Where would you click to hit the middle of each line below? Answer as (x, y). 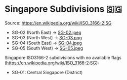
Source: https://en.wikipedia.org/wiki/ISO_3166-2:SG (58, 23)
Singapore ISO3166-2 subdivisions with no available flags (63, 57)
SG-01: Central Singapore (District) (47, 72)
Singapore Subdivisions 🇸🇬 (63, 9)
